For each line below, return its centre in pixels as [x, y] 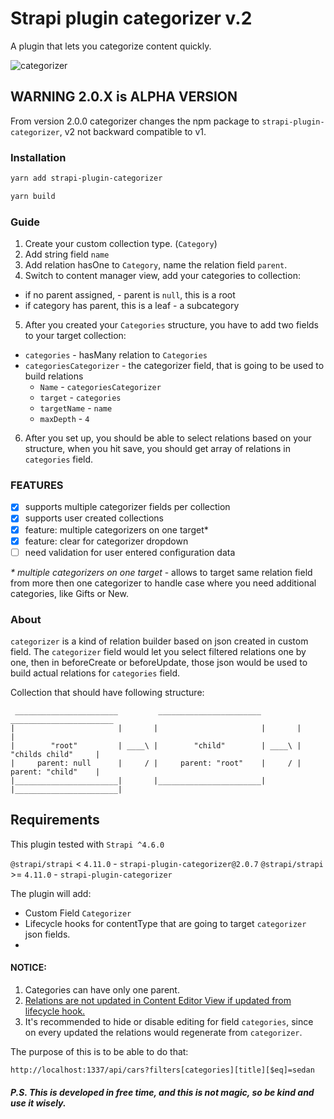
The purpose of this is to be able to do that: [99, 1052]
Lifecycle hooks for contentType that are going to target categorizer [165, 923]
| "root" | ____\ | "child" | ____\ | [156, 746]
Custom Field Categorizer [78, 913]
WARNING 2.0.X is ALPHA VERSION [124, 97]
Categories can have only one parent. [102, 990]
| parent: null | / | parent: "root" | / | [156, 763]
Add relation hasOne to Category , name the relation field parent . [156, 265]
